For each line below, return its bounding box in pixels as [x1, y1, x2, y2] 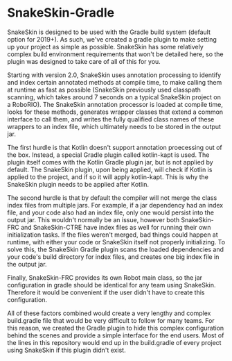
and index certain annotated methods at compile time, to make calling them [7, 78, 222, 86]
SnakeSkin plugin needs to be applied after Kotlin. [7, 180, 150, 188]
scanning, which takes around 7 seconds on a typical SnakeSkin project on [7, 92, 222, 101]
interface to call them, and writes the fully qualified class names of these [7, 115, 215, 123]
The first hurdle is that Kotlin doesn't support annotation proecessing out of [7, 143, 223, 151]
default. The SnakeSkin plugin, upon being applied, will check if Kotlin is [7, 165, 213, 174]
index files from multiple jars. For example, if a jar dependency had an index [7, 201, 224, 209]
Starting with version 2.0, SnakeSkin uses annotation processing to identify [7, 71, 222, 79]
